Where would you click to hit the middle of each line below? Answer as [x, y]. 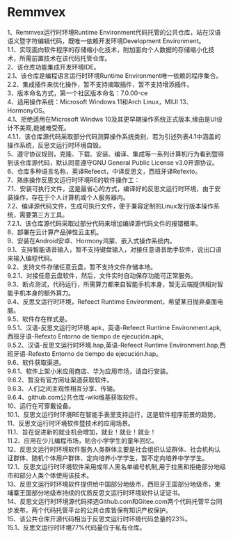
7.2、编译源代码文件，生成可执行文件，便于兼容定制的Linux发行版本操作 [111, 206]
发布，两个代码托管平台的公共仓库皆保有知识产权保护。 [92, 510]
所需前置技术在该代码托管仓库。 [65, 58]
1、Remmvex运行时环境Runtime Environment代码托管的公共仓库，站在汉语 [114, 32]
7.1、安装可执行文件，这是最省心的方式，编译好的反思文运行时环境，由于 [111, 188]
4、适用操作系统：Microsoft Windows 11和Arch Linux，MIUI [93, 101]
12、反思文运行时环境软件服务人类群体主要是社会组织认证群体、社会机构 [111, 449]
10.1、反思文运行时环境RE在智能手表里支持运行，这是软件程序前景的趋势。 [114, 414]
